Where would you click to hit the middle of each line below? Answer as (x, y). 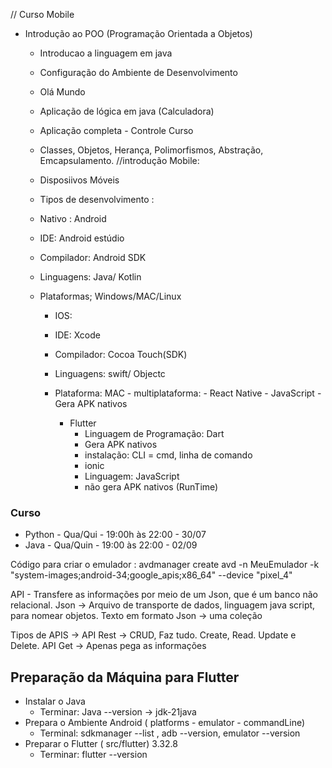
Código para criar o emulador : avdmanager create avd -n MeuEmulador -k (165, 565)
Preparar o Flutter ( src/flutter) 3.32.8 (101, 744)
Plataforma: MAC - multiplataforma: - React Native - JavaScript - (188, 393)
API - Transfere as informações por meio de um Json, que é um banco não (164, 595)
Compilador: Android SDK (93, 257)
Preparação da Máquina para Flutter (125, 677)
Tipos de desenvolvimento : (97, 199)
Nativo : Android (73, 218)
